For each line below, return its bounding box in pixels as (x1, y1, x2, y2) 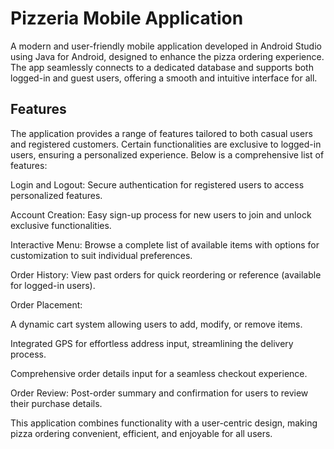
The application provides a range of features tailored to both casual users (10, 127, 313, 139)
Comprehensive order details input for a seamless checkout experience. (10, 367, 308, 379)
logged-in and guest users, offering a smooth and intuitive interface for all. (10, 72, 318, 84)
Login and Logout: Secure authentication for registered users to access (10, 178, 305, 191)
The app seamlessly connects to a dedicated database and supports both (10, 61, 314, 73)
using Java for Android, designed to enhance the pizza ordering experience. (10, 50, 325, 62)
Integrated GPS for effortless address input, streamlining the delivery (10, 337, 294, 349)
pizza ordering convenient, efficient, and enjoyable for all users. (10, 427, 273, 439)
